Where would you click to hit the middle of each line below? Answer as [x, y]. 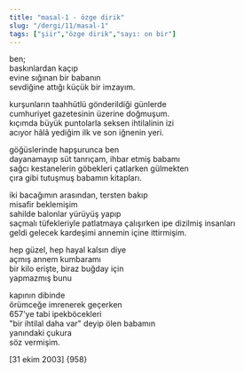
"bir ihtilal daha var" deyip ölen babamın [83, 323]
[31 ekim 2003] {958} [48, 360]
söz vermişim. [35, 343]
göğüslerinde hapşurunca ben [64, 150]
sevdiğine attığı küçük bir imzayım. [72, 87]
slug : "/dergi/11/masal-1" [59, 26]
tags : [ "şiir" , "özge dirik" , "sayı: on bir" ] [93, 34]
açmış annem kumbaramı [55, 260]
